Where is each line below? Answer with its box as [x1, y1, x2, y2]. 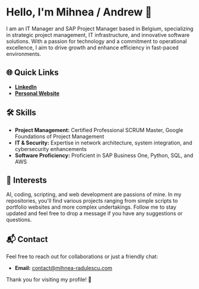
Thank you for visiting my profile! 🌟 [6, 276, 92, 283]
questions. [6, 216, 32, 224]
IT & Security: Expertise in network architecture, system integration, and [14, 139, 192, 146]
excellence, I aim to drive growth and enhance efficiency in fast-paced [6, 44, 179, 51]
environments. [6, 50, 42, 57]
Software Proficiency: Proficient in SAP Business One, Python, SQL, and [14, 152, 194, 159]
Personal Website [14, 89, 60, 97]
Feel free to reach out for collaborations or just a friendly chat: [6, 253, 159, 260]
